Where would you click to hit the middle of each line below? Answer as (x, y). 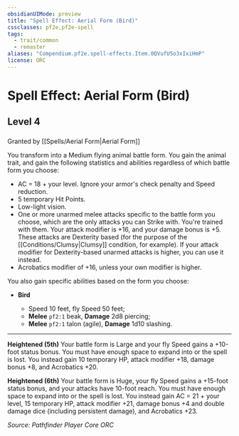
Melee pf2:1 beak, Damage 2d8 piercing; (89, 316)
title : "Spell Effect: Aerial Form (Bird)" (73, 21)
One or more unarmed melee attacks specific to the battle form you (116, 214)
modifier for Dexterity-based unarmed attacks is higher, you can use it (121, 252)
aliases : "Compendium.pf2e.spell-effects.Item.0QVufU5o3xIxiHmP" (106, 54)
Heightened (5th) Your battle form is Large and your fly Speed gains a (110, 344)
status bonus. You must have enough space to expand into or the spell (124, 352)
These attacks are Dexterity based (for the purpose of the (102, 237)
